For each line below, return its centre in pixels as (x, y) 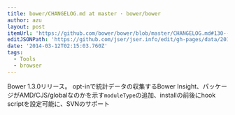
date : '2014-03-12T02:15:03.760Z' (58, 46)
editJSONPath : (28, 40)
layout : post (26, 26)
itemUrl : (20, 33)
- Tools (25, 59)
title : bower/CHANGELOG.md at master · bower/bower (84, 14)
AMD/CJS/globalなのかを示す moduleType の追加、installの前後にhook (117, 95)
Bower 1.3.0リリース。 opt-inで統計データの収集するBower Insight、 (105, 86)
